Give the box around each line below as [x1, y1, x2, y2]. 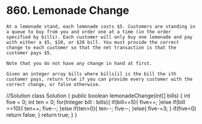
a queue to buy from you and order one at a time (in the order [6, 28, 171, 35]
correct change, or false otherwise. [6, 81, 101, 87]
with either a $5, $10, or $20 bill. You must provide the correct [6, 39, 180, 45]
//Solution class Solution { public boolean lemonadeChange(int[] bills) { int [6, 91, 191, 99]
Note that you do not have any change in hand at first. [6, 60, 153, 66]
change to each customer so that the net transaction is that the [6, 45, 177, 51]
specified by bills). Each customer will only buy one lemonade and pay [6, 34, 193, 40]
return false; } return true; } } [6, 111, 77, 118]
